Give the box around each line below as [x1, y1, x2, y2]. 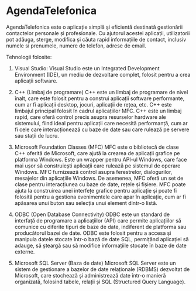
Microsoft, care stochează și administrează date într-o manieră [14, 272, 166, 279]
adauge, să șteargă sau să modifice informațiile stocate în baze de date [14, 242, 187, 249]
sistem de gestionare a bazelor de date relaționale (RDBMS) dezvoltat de [14, 265, 190, 273]
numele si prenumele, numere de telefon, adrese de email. [6, 42, 146, 49]
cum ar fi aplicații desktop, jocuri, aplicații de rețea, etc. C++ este [14, 101, 172, 108]
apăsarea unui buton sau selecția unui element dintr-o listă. [14, 199, 158, 206]
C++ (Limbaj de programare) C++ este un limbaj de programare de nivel [14, 88, 188, 95]
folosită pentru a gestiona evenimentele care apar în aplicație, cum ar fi [14, 193, 186, 200]
